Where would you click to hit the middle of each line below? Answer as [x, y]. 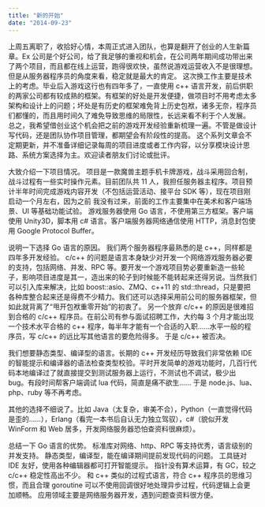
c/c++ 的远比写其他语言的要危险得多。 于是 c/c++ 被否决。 [134, 336]
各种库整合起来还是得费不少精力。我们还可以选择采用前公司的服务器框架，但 [132, 296]
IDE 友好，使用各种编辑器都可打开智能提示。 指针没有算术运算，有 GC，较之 [132, 465]
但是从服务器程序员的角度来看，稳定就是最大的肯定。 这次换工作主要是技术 [130, 76]
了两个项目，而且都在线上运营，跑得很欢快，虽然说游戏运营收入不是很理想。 [132, 66]
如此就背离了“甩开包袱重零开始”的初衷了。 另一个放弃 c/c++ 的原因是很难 [127, 306]
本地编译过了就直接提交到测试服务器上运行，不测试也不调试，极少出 [125, 372]
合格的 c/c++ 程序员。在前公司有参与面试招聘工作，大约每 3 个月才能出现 [134, 316]
